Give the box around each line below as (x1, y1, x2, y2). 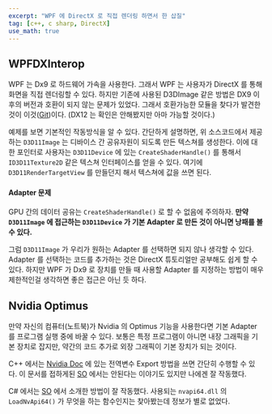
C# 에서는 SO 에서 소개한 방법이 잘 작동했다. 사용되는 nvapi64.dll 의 (8, 386, 227, 396)
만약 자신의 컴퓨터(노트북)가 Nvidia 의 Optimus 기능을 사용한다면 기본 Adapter (8, 322, 257, 331)
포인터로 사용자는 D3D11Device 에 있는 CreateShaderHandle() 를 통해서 (16, 147, 241, 157)
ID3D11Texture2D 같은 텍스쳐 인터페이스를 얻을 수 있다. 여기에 (8, 157, 203, 167)
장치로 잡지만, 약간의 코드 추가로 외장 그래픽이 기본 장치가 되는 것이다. (16, 342, 237, 352)
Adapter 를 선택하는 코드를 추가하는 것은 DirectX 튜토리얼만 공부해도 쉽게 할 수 (8, 254, 258, 264)
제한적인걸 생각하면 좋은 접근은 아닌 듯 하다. (8, 275, 147, 284)
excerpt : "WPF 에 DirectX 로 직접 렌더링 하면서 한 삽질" (8, 11, 186, 20)
